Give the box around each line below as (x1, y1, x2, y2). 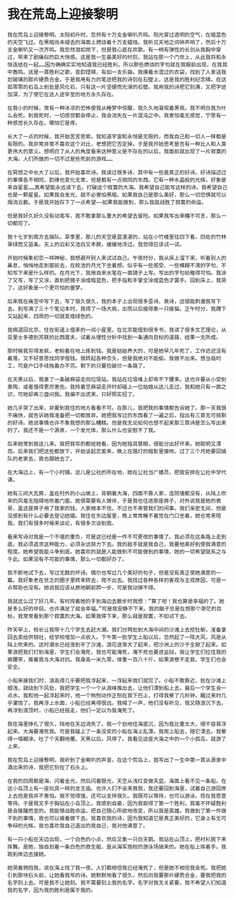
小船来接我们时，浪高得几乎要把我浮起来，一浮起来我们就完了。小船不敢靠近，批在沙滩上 (7, 677, 227, 684)
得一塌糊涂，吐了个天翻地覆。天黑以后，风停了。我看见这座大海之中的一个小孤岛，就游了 (7, 735, 227, 742)
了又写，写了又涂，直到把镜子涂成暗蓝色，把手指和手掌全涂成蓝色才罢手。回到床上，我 (7, 276, 222, 284)
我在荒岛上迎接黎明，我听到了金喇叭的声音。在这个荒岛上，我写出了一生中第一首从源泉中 (7, 756, 227, 763)
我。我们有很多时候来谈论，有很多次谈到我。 (7, 520, 117, 527)
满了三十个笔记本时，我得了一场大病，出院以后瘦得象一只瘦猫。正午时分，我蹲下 (27, 305, 227, 312)
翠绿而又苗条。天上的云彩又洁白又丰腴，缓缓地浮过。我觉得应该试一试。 (7, 241, 185, 248)
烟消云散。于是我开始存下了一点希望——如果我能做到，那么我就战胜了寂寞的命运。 (7, 199, 207, 206)
